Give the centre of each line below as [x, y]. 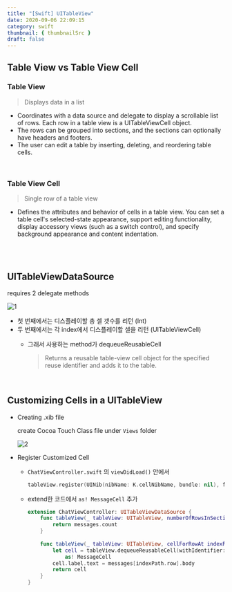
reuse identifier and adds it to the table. [100, 365]
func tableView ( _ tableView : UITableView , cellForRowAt [122, 544]
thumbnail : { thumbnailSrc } [49, 33]
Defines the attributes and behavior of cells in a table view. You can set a [120, 212]
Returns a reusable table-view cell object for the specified [127, 358]
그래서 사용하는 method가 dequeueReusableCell [94, 344]
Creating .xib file [40, 417]
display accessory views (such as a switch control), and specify [108, 227]
